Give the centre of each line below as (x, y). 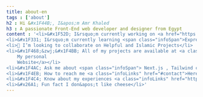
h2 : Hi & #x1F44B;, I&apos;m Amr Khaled (58, 23)
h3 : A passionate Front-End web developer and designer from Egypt (94, 29)
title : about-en (27, 12)
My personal (32, 57)
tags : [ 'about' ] (28, 17)
